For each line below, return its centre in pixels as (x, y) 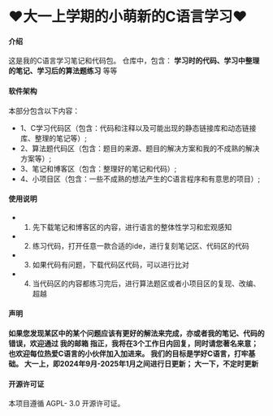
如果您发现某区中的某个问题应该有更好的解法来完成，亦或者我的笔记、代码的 (136, 333)
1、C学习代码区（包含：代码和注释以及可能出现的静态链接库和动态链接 (138, 128)
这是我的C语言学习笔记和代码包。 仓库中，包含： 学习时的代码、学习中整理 (134, 61)
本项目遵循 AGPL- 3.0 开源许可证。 (67, 404)
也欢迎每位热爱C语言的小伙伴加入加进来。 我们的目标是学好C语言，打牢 (129, 353)
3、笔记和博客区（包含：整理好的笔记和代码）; (98, 168)
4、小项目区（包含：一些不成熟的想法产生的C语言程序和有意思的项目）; (140, 179)
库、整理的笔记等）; (54, 138)
